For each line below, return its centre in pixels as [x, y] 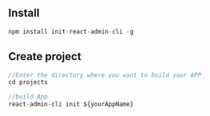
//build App [28, 97]
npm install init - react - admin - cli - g [71, 31]
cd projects [28, 82]
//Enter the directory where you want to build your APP [105, 75]
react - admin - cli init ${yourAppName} [71, 104]
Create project [45, 56]
